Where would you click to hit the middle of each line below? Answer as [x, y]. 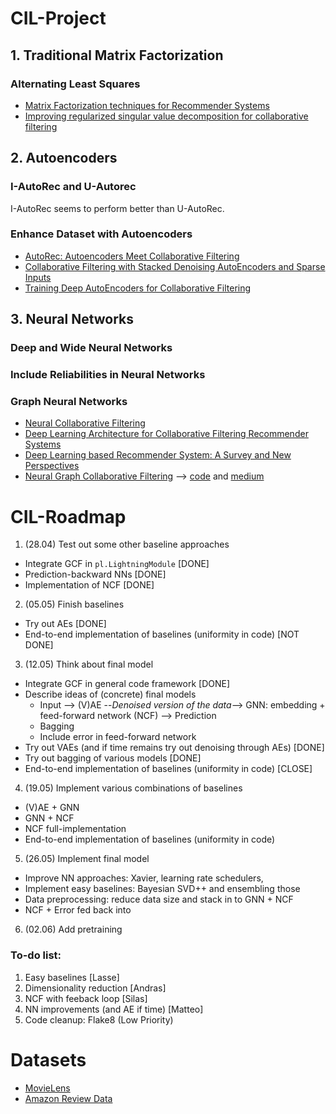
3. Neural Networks [72, 319]
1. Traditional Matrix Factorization [117, 55]
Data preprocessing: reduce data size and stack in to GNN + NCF [159, 899]
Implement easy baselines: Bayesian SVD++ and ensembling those [162, 889]
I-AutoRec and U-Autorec [73, 187]
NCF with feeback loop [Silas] [86, 998]
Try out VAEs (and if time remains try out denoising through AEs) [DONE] [174, 748]
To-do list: [36, 955]
